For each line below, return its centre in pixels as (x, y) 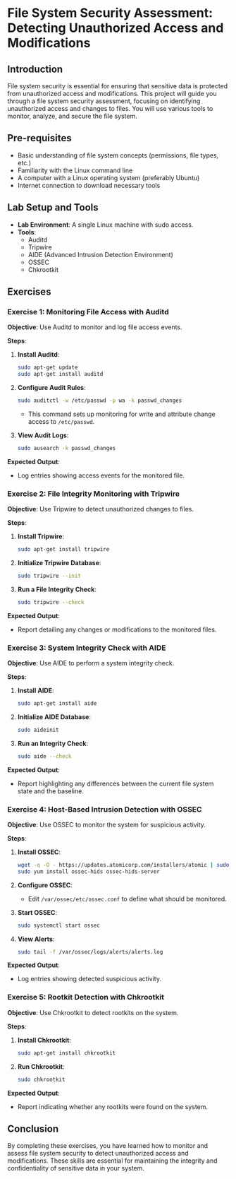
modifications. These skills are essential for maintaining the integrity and (112, 1161)
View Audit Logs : (43, 435)
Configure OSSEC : (45, 885)
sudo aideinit (38, 730)
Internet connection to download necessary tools (89, 185)
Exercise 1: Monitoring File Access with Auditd (88, 312)
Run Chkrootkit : (41, 1066)
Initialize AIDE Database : (54, 717)
